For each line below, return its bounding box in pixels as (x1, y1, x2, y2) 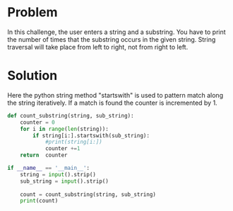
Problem (7, 4, 58, 21)
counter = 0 (20, 118, 55, 126)
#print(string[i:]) (44, 139, 102, 146)
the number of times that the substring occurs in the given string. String (7, 35, 216, 43)
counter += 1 (44, 145, 80, 152)
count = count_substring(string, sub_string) (20, 190, 157, 198)
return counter (20, 152, 68, 159)
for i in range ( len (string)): (20, 125, 109, 132)
